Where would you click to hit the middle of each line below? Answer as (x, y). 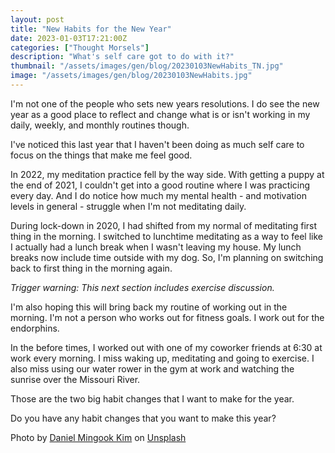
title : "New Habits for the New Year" (91, 29)
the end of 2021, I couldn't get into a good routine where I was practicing (160, 185)
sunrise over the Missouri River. (75, 379)
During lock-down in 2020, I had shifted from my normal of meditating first (164, 225)
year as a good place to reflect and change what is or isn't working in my (160, 114)
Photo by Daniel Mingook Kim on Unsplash (98, 437)
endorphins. (35, 328)
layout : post (37, 19)
